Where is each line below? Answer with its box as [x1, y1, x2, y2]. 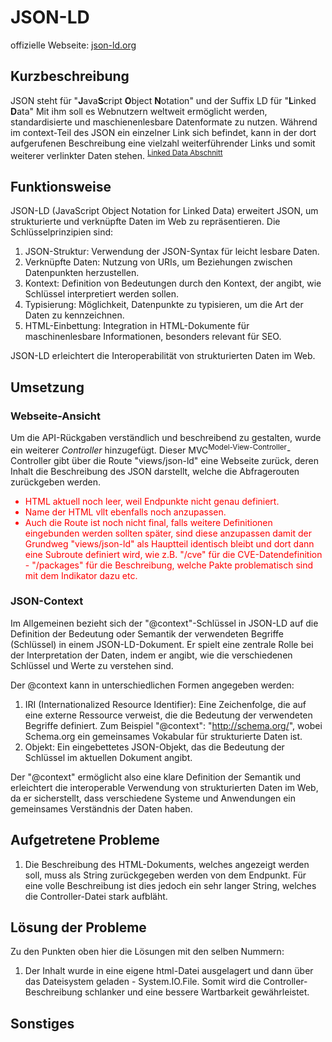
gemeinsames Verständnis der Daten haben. [10, 802, 193, 815]
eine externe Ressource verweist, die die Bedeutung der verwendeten [24, 709, 313, 721]
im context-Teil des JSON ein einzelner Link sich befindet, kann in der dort [10, 126, 317, 138]
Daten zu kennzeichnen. [24, 309, 125, 321]
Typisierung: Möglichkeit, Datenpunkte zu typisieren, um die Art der [24, 299, 304, 311]
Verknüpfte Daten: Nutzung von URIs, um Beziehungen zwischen [24, 256, 293, 268]
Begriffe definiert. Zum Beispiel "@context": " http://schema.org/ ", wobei [24, 719, 323, 731]
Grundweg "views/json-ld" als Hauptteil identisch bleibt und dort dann [24, 537, 315, 550]
